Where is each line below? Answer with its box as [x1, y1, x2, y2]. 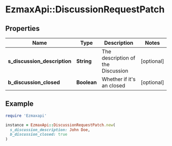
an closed [101, 82, 125, 89]
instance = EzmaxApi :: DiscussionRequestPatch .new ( [5, 122, 116, 127]
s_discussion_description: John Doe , [10, 127, 91, 132]
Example [5, 99, 34, 108]
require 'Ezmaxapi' [5, 113, 47, 118]
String [76, 58, 92, 65]
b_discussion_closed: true [10, 132, 68, 137]
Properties [5, 24, 40, 33]
